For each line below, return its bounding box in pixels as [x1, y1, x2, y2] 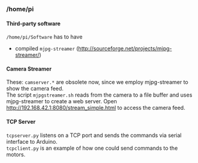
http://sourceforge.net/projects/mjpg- [78, 45, 172, 53]
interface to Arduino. [6, 138, 58, 145]
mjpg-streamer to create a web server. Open [6, 98, 118, 105]
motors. [6, 150, 26, 158]
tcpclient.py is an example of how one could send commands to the [6, 144, 178, 152]
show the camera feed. [6, 85, 64, 92]
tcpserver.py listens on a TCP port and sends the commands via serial [6, 132, 182, 139]
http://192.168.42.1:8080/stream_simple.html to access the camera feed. [6, 104, 185, 112]
